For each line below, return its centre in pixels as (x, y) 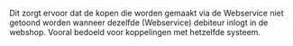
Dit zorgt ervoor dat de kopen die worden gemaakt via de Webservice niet (146, 13)
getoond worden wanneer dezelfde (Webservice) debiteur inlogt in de (139, 23)
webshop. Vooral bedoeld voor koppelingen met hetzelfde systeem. (135, 32)
